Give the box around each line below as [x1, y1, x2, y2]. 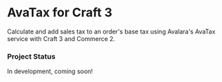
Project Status [7, 51, 56, 61]
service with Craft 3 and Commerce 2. [7, 34, 115, 42]
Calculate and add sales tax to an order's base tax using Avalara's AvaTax [7, 27, 216, 36]
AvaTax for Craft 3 [7, 5, 113, 20]
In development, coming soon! [7, 67, 93, 76]
